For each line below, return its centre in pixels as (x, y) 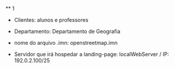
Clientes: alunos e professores (51, 20)
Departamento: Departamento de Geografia (67, 31)
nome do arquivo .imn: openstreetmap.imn (66, 43)
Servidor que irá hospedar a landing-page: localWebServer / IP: (91, 54)
